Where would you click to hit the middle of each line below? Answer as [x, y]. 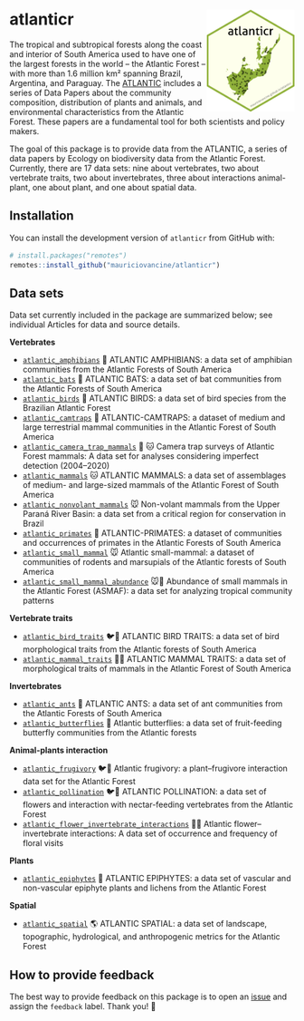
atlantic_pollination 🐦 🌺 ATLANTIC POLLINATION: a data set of [144, 792]
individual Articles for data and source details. [95, 325]
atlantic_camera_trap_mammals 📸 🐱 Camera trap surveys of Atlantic [148, 447]
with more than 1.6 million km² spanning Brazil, [96, 73]
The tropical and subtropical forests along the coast [106, 44]
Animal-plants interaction [59, 750]
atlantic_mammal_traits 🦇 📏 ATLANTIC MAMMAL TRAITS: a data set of [154, 659]
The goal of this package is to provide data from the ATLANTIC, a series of [148, 149]
